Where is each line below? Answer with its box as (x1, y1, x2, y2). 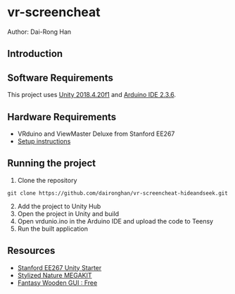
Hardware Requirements (7, 110, 117, 123)
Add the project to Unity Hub (17, 202, 101, 210)
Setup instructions (17, 136, 71, 145)
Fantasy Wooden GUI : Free (17, 279, 98, 287)
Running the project (7, 158, 96, 170)
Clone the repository (17, 176, 77, 184)
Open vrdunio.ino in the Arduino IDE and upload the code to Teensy (17, 217, 213, 225)
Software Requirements (7, 72, 114, 84)
